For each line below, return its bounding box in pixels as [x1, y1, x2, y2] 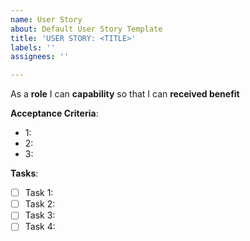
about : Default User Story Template [10, 24, 163, 34]
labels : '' [10, 42, 56, 53]
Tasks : [10, 167, 39, 180]
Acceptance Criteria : [10, 107, 99, 120]
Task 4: [24, 221, 56, 233]
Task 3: [24, 209, 56, 221]
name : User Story [10, 14, 83, 25]
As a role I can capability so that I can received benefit [10, 88, 240, 100]
